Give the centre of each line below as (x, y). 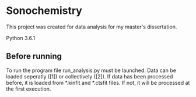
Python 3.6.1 (21, 38)
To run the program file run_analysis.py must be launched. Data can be (91, 70)
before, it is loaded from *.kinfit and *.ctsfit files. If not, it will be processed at (98, 82)
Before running (34, 56)
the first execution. (29, 89)
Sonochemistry (44, 11)
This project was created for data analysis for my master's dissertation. (92, 27)
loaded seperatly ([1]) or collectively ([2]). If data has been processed (90, 76)
